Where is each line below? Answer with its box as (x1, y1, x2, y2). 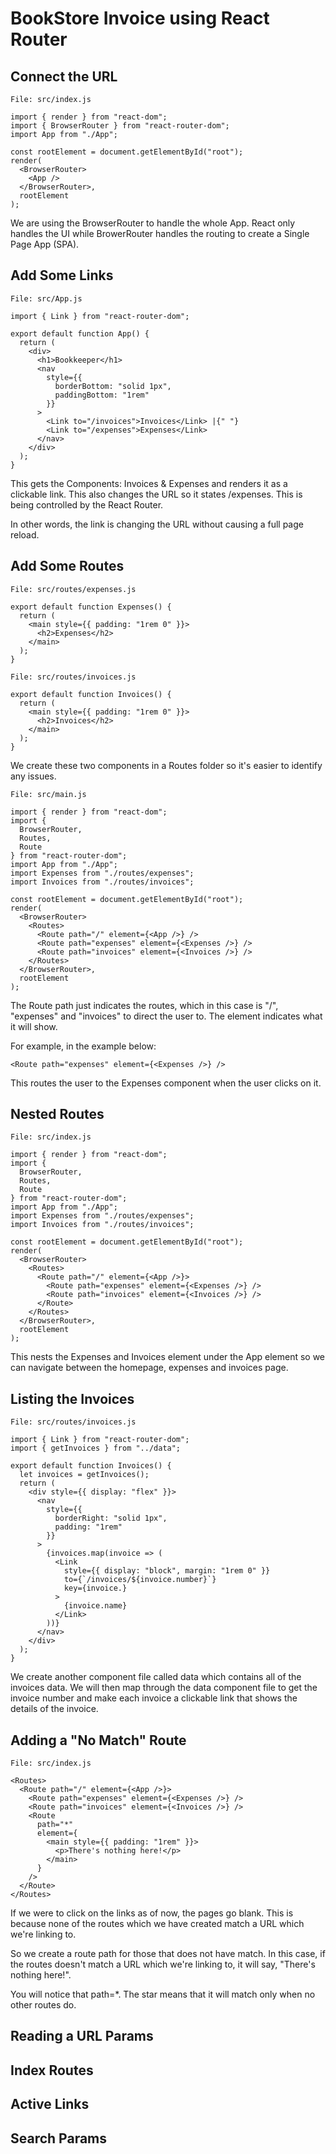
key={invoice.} (63, 1583, 128, 1594)
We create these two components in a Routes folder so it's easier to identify (10, 759, 323, 771)
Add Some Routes (10, 558, 125, 575)
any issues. (10, 770, 57, 782)
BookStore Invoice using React (10, 7, 270, 30)
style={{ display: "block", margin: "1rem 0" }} (63, 1566, 271, 1576)
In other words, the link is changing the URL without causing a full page (10, 518, 304, 530)
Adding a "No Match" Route (10, 1732, 187, 1749)
